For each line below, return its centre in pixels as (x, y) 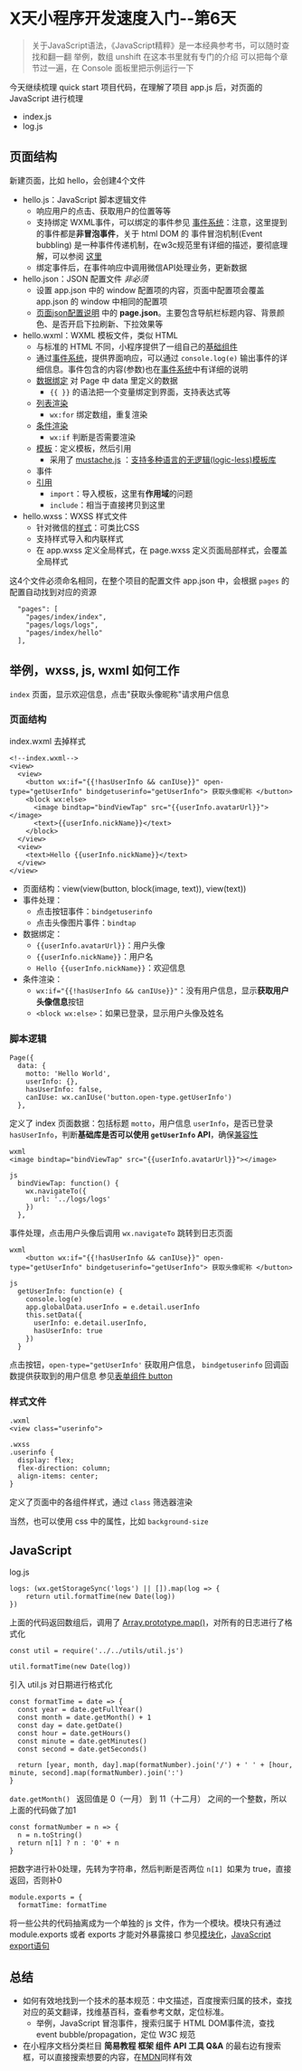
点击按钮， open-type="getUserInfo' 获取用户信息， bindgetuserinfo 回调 (145, 1365)
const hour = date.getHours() (74, 1734)
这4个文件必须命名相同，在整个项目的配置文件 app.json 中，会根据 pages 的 (150, 581)
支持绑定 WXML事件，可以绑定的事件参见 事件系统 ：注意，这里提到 (161, 222)
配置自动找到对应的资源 (53, 591)
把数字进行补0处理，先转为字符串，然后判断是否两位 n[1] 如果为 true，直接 (151, 1869)
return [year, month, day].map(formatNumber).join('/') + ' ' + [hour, (156, 1765)
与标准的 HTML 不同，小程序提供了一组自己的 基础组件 (137, 346)
